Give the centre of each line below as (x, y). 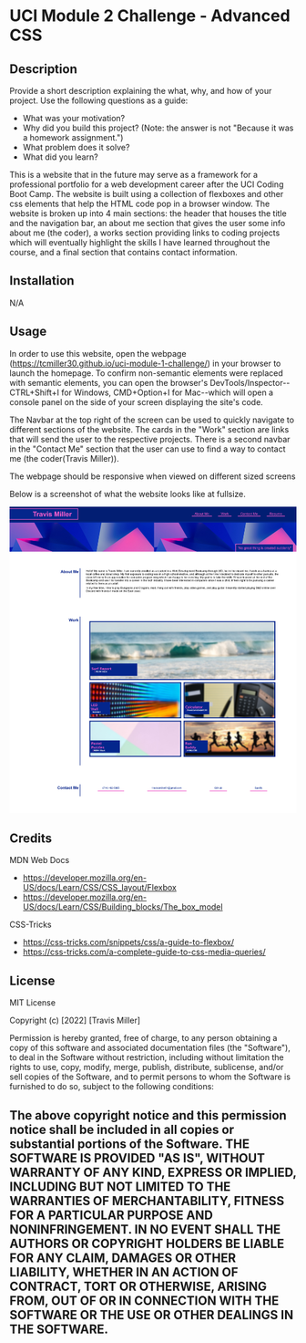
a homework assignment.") (73, 137)
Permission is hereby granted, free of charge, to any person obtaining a (143, 1038)
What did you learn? (60, 157)
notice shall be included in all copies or (122, 1129)
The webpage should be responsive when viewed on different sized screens (153, 476)
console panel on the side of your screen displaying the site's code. (137, 401)
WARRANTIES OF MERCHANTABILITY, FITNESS (147, 1201)
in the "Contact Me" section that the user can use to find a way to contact (148, 449)
